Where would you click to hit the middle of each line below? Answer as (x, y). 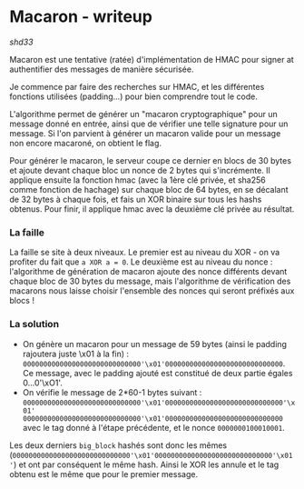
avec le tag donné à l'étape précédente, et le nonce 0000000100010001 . (154, 427)
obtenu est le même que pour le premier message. (103, 474)
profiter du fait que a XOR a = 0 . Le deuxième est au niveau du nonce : (141, 262)
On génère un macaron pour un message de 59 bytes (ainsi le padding (155, 344)
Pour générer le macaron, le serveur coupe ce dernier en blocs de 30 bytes (151, 160)
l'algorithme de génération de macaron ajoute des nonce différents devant (148, 272)
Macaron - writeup (81, 17)
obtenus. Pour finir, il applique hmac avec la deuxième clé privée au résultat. (152, 209)
